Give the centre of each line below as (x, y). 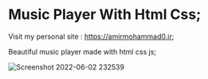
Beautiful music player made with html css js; (82, 51)
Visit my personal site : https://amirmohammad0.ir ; (91, 36)
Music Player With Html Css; (105, 15)
